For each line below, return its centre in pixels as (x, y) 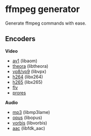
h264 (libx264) (28, 77)
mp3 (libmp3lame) (31, 112)
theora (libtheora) (30, 66)
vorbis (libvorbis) (30, 123)
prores (19, 93)
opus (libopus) (27, 117)
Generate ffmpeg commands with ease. (46, 23)
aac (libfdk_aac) (29, 128)
